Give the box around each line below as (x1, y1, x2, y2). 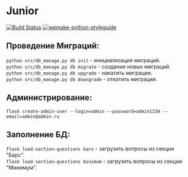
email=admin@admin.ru (6, 114, 60, 120)
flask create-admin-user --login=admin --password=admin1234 (6, 108, 161, 114)
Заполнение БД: (6, 129, 71, 140)
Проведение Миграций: (6, 41, 100, 51)
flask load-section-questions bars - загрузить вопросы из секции (6, 145, 174, 152)
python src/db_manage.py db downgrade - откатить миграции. (6, 75, 158, 82)
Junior (6, 4, 39, 18)
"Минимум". (6, 164, 37, 171)
